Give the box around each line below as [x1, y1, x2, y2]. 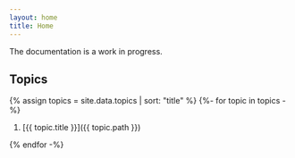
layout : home [9, 12, 58, 22]
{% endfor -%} [9, 139, 64, 150]
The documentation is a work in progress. [9, 46, 163, 56]
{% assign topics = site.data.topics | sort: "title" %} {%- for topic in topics [9, 96, 281, 106]
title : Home [9, 21, 54, 30]
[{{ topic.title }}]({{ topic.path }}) [21, 122, 141, 133]
